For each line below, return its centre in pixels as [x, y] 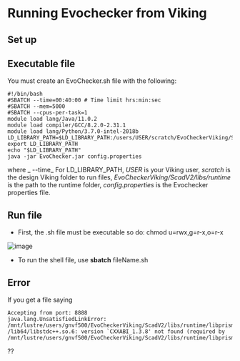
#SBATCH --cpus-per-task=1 [47, 113]
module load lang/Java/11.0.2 [52, 119]
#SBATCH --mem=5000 [36, 107]
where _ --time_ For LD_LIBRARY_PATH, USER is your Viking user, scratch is [119, 170]
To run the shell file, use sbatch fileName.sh [83, 260]
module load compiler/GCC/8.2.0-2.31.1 [67, 125]
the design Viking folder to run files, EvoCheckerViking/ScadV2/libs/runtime [119, 177]
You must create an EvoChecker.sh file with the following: [92, 81]
